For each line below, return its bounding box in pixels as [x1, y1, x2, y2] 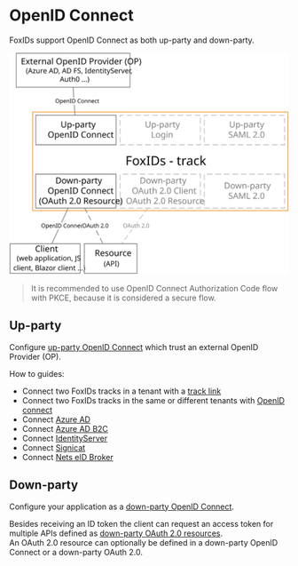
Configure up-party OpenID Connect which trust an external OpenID [9, 341, 259, 352]
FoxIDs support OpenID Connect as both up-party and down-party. [9, 35, 255, 45]
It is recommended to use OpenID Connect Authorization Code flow [30, 283, 278, 294]
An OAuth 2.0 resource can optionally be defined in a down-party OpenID [9, 537, 278, 547]
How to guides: [9, 368, 65, 379]
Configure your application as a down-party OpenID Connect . [9, 501, 235, 512]
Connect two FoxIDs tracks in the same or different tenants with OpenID [21, 395, 286, 405]
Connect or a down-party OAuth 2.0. [9, 546, 144, 557]
